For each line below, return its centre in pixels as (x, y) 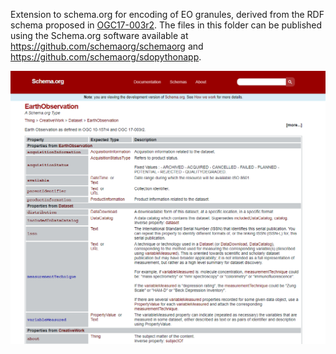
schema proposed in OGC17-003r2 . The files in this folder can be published (166, 25)
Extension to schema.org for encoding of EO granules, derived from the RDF (167, 14)
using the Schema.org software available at (99, 35)
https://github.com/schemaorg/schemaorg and (107, 46)
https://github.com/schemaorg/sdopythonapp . (106, 57)
